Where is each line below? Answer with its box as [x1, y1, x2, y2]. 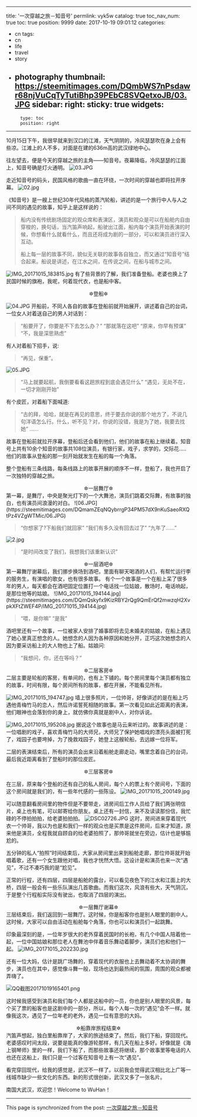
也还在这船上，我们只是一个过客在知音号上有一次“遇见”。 [6, 1054, 145, 1061]
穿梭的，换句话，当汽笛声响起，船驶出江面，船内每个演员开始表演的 [20, 223, 185, 230]
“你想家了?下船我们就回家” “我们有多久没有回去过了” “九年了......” [20, 524, 177, 531]
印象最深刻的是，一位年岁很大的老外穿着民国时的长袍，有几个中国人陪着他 [6, 931, 186, 938]
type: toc [20, 115, 44, 121]
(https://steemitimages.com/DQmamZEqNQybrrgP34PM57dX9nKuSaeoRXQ [6, 505, 190, 513]
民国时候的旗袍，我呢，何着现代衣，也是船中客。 [6, 277, 124, 284]
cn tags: [14, 30, 35, 37]
